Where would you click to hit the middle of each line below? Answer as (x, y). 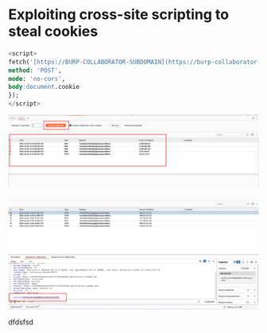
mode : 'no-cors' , (37, 78)
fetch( (19, 62)
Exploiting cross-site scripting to (118, 15)
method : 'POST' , (35, 70)
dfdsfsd (21, 322)
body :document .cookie (44, 87)
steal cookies (53, 31)
